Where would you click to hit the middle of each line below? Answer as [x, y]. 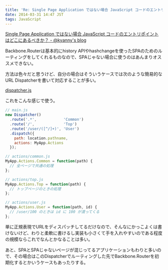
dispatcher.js [18, 90]
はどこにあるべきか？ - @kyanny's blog [46, 40]
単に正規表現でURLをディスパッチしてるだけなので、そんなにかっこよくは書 [84, 226]
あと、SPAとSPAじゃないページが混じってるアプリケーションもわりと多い [81, 250]
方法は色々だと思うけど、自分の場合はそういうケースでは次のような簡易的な [84, 74]
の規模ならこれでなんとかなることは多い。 [49, 239]
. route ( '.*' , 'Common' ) [47, 120]
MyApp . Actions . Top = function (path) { [45, 184]
